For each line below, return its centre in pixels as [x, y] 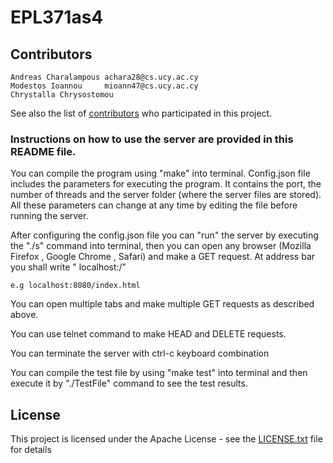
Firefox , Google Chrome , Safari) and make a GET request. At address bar [163, 257]
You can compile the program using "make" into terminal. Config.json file [160, 173]
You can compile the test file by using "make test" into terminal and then [159, 373]
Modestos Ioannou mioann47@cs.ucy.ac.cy [104, 86]
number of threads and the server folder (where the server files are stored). [166, 195]
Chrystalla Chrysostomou [62, 95]
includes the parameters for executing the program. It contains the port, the [166, 184]
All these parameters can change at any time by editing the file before [154, 205]
